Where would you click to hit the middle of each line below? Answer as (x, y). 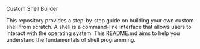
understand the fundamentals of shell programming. (71, 40)
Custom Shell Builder (32, 9)
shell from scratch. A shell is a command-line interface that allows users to (99, 27)
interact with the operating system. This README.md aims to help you (93, 33)
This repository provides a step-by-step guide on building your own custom (100, 20)
